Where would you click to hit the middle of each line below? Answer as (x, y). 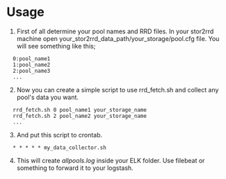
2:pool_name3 (32, 71)
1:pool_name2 (32, 65)
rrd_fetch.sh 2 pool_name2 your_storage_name (80, 116)
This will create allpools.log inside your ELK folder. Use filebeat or (111, 160)
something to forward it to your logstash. (75, 168)
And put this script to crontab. (59, 135)
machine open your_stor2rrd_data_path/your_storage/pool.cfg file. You (118, 38)
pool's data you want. (48, 97)
